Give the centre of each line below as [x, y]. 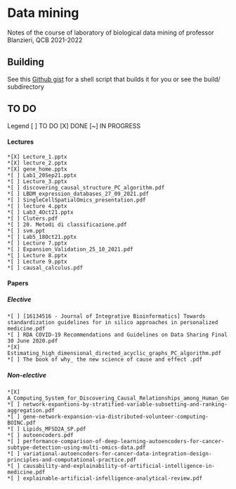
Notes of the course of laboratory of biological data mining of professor [111, 32]
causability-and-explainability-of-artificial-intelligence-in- [119, 466]
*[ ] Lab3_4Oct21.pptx [40, 212]
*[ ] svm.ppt [26, 230]
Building [26, 62]
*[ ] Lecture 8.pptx [38, 255]
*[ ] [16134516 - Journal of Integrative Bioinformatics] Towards [106, 316]
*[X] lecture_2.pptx [38, 163]
